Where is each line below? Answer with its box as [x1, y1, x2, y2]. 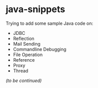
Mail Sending [13, 40, 41, 47]
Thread [13, 67, 28, 74]
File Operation [13, 52, 43, 58]
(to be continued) [6, 77, 42, 83]
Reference [13, 57, 35, 63]
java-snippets [6, 4, 65, 15]
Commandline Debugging [13, 46, 67, 52]
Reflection [13, 35, 35, 41]
